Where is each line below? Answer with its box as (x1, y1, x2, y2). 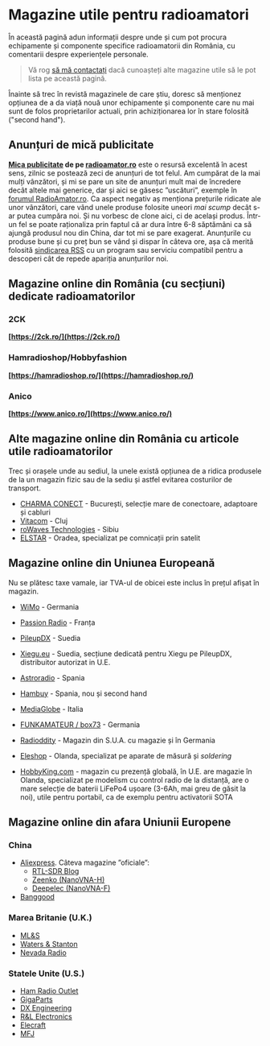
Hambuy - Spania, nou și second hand (19, 688, 147, 698)
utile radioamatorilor (8, 444, 113, 458)
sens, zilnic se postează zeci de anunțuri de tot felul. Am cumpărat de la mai (8, 167, 261, 178)
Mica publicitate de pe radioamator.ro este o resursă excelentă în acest (8, 159, 247, 169)
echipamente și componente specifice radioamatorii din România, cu (8, 40, 235, 50)
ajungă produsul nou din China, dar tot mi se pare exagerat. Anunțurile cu (8, 228, 252, 238)
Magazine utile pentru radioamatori (8, 6, 249, 24)
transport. (8, 483, 42, 493)
